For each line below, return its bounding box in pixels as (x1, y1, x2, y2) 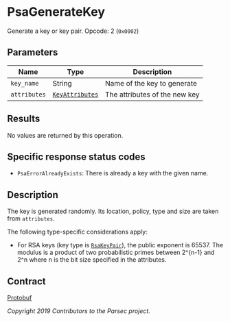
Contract (7, 275, 46, 287)
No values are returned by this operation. (7, 131, 124, 139)
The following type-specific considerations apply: (7, 227, 148, 236)
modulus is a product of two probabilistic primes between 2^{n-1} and (16, 248, 215, 257)
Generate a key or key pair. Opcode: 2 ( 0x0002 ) (7, 27, 139, 35)
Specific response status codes (7, 151, 146, 162)
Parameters (7, 47, 58, 58)
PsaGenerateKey (7, 4, 105, 20)
